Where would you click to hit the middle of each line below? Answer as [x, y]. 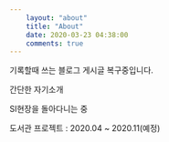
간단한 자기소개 [37, 90]
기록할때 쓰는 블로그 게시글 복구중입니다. [81, 70]
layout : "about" [57, 18]
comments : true [55, 43]
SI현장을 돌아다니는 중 [49, 109]
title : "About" [55, 26]
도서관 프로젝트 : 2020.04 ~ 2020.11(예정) [85, 128]
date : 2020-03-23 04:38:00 [77, 35]
